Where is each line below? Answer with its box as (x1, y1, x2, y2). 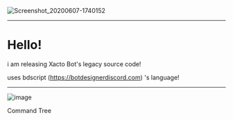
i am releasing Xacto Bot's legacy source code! (7, 59, 141, 68)
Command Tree (7, 106, 52, 114)
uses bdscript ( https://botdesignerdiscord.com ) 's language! (7, 73, 180, 81)
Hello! (7, 37, 42, 53)
